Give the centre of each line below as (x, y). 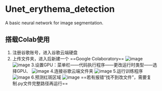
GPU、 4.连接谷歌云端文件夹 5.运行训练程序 (80, 71)
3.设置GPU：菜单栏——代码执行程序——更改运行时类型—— (92, 65)
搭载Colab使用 (27, 40)
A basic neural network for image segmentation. (54, 23)
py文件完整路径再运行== (43, 83)
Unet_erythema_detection (60, 9)
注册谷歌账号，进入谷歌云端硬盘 (45, 52)
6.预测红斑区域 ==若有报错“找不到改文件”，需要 (89, 77)
